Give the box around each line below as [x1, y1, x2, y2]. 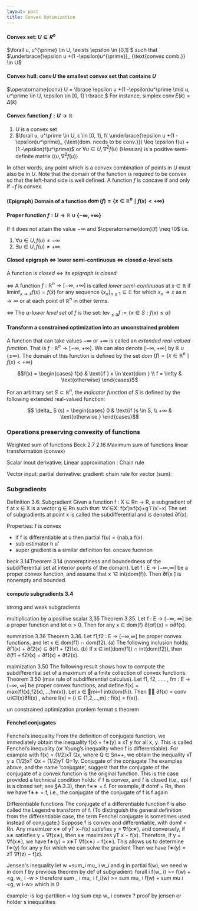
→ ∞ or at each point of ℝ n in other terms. [6, 296, 109, 304]
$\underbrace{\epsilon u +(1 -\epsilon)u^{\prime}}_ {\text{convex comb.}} [6, 53, 186, 60]
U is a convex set [15, 125, 58, 133]
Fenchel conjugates [6, 719, 57, 726]
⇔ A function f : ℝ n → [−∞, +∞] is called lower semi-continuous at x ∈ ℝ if [6, 281, 191, 289]
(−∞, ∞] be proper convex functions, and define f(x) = [6, 681, 139, 688]
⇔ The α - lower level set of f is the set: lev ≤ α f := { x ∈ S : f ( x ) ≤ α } [6, 309, 171, 318]
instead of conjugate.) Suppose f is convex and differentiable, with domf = [6, 819, 187, 826]
